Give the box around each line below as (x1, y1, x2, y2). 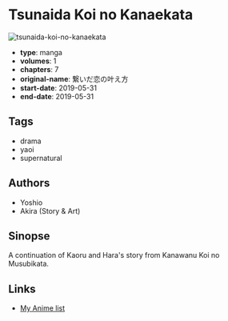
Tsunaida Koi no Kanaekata (8, 6, 194, 24)
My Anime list (19, 303, 66, 313)
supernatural (19, 153, 62, 163)
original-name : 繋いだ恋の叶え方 (19, 74, 129, 83)
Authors (8, 176, 50, 190)
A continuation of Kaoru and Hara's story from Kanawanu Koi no (8, 251, 220, 260)
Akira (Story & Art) (19, 206, 81, 215)
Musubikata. (8, 259, 50, 269)
